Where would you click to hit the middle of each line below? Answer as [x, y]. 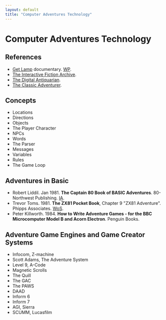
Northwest [23, 198]
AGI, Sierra [23, 307]
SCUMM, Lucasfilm [32, 312]
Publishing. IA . [50, 198]
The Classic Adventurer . [37, 85]
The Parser [24, 144]
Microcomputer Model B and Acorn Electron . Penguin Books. [76, 219]
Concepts [21, 100]
